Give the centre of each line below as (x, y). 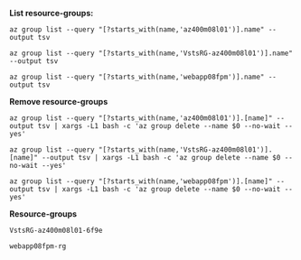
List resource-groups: (52, 13)
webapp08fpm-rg (38, 246)
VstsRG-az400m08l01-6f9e (56, 230)
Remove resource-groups (59, 102)
